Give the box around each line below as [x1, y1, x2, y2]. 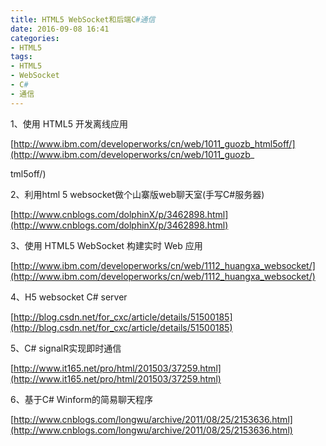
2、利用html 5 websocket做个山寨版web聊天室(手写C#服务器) [10, 188, 265, 200]
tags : [10, 52, 33, 62]
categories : [10, 33, 60, 43]
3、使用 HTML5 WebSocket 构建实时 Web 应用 [10, 239, 203, 251]
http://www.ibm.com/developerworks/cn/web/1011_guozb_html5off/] [13, 137, 296, 150]
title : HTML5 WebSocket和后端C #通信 [10, 14, 156, 25]
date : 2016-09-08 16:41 [10, 24, 110, 34]
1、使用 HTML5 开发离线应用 [10, 117, 128, 130]
